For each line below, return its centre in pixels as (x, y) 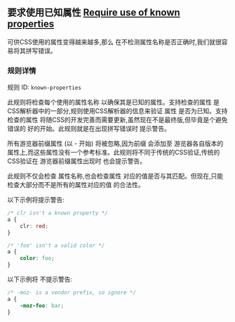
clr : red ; (34, 226)
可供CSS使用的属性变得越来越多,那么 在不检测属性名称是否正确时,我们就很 (115, 41)
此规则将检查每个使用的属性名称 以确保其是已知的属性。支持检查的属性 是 (113, 102)
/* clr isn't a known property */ (58, 213)
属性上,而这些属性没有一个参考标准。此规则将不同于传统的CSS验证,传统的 (114, 153)
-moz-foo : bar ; (42, 305)
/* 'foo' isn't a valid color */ (56, 245)
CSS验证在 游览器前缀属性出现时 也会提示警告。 (77, 161)
